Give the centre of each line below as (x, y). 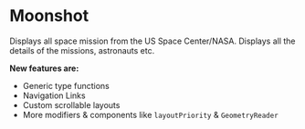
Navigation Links (54, 95)
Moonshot (49, 16)
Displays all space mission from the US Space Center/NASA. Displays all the (152, 41)
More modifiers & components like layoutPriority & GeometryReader (150, 114)
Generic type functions (66, 85)
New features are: (44, 68)
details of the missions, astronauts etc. (82, 50)
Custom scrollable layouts (71, 104)
